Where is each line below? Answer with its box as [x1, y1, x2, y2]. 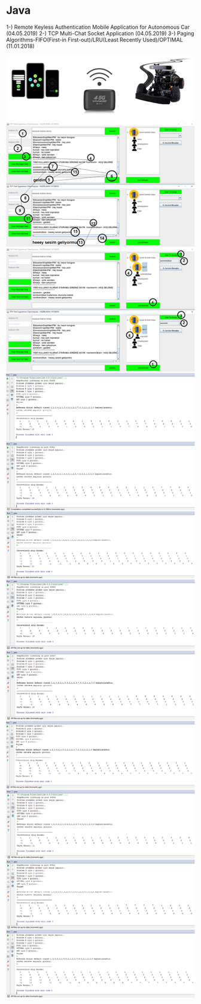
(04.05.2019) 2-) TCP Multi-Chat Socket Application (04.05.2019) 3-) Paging [6, 29, 194, 37]
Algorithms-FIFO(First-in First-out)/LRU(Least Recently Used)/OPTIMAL [6, 36, 184, 43]
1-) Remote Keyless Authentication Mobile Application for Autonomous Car [6, 23, 190, 31]
